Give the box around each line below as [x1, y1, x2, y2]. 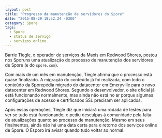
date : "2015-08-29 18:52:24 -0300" [5, 16, 77, 21]
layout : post [5, 7, 31, 12]
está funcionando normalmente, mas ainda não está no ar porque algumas [5, 92, 153, 98]
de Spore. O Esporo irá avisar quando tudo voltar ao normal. [5, 127, 125, 133]
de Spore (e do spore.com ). [5, 62, 59, 68]
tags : [5, 25, 16, 30]
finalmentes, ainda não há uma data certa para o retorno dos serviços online [5, 122, 157, 128]
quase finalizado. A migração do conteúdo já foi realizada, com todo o [5, 77, 145, 82]
